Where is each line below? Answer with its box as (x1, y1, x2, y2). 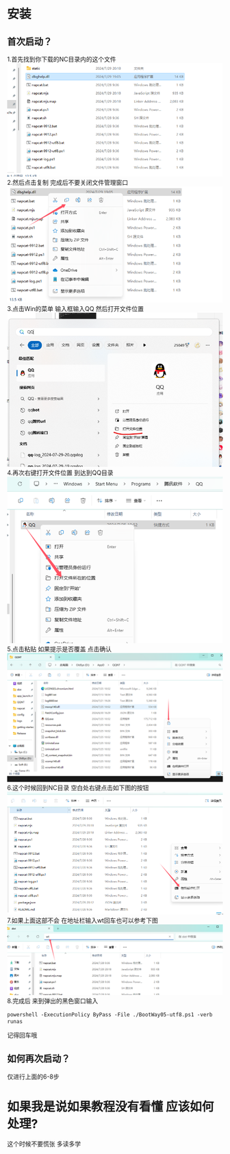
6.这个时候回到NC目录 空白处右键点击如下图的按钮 (7, 783, 149, 792)
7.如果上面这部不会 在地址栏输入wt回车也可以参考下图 (7, 916, 159, 925)
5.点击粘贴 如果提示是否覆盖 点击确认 (7, 644, 112, 653)
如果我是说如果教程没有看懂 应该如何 (7, 1099, 214, 1114)
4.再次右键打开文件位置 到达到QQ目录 (7, 468, 114, 477)
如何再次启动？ (7, 1053, 71, 1065)
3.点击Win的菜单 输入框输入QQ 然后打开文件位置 (7, 304, 144, 312)
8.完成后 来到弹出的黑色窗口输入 (7, 996, 99, 1005)
